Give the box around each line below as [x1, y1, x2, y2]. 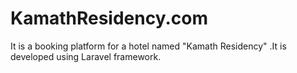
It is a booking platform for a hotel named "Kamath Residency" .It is [10, 40, 287, 52]
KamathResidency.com [10, 7, 209, 30]
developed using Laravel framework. [10, 50, 162, 62]
